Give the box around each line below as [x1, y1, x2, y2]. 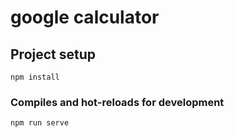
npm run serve [10, 118, 70, 128]
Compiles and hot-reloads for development [10, 95, 225, 109]
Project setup [10, 46, 97, 63]
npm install [10, 72, 60, 82]
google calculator [10, 6, 160, 29]
